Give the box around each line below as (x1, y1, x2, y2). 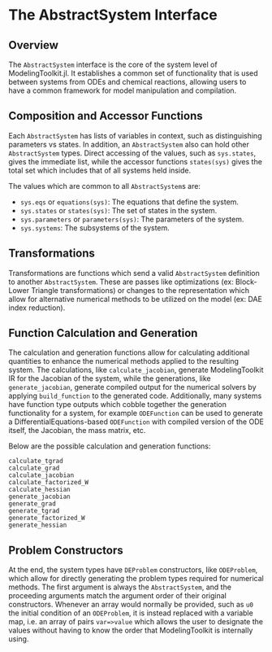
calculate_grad (8, 464, 60, 473)
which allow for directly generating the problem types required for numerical (8, 574, 264, 584)
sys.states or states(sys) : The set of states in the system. (19, 205, 218, 215)
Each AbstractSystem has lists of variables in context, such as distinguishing (8, 130, 262, 140)
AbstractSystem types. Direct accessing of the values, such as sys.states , (8, 148, 257, 158)
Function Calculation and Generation (8, 326, 198, 340)
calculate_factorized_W (8, 479, 89, 487)
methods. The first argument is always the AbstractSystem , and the (8, 582, 231, 592)
